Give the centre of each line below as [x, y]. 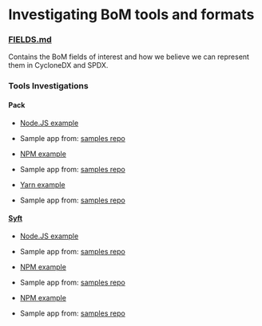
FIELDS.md [30, 40]
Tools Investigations [49, 86]
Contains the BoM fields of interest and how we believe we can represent [129, 57]
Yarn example [42, 184]
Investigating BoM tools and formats [131, 15]
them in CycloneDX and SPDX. [58, 65]
